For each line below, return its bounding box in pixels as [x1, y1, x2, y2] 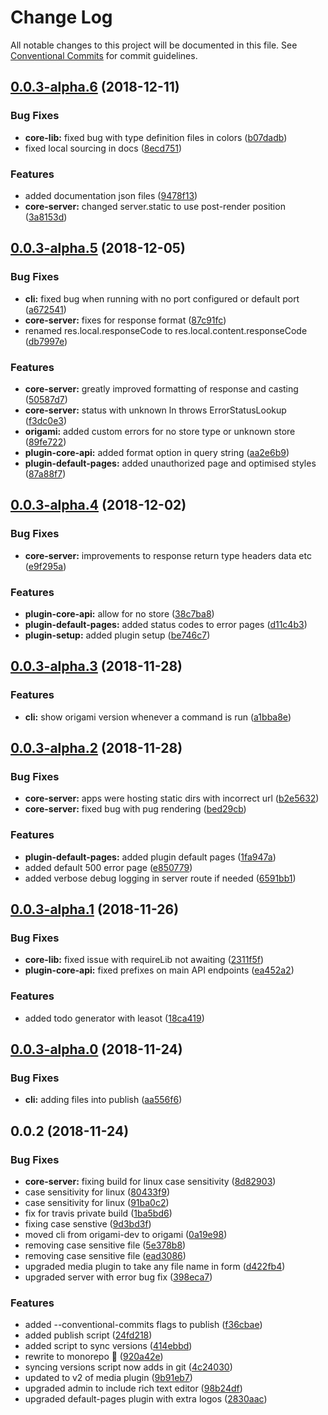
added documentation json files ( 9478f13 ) [24, 189, 198, 201]
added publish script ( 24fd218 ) [24, 1329, 153, 1341]
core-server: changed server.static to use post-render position [24, 200, 286, 212]
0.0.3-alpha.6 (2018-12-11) [10, 79, 180, 96]
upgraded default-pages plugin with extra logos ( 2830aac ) [24, 1393, 268, 1405]
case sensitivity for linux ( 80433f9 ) [24, 1186, 170, 1198]
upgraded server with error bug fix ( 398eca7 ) [24, 1271, 213, 1283]
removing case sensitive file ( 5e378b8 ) [24, 1239, 187, 1251]
